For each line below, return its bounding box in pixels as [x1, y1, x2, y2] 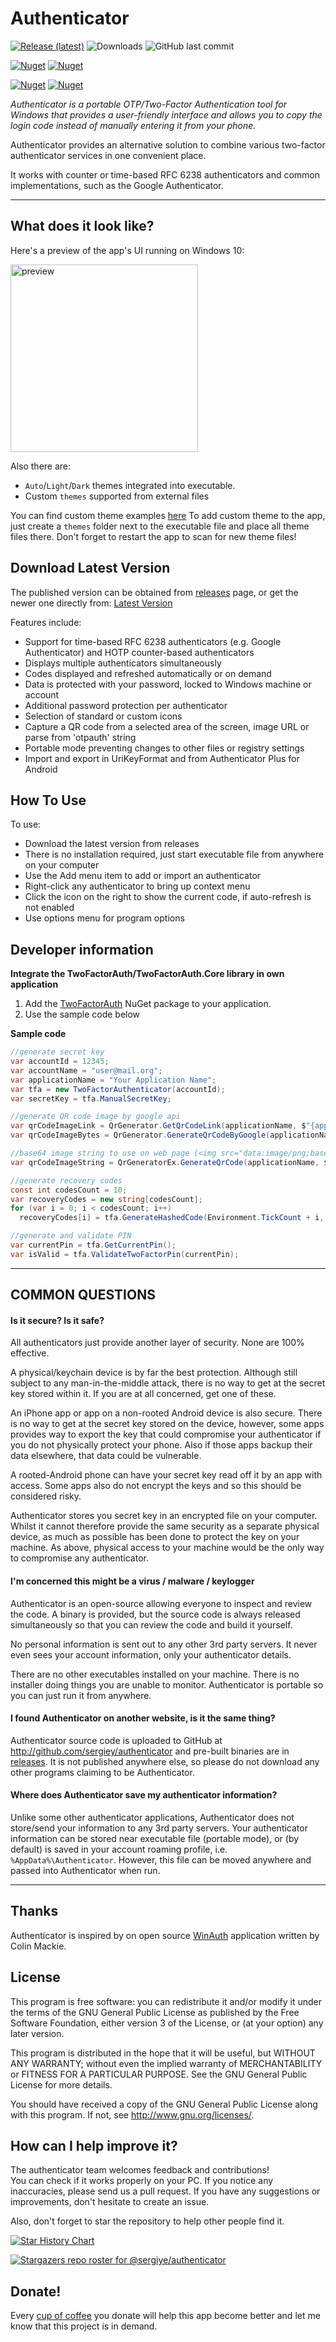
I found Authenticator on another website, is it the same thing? [10, 1712, 276, 1724]
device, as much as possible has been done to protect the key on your [10, 1531, 300, 1543]
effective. [10, 1347, 50, 1359]
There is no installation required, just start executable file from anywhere [24, 848, 325, 861]
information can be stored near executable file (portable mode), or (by [10, 1833, 300, 1845]
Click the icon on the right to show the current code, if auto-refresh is [24, 891, 312, 903]
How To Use [10, 792, 87, 809]
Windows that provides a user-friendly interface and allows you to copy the [10, 108, 323, 121]
